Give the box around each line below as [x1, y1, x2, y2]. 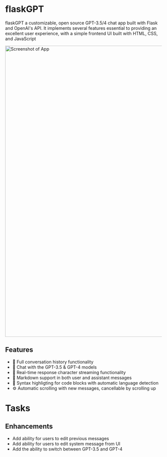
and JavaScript [5, 36, 36, 42]
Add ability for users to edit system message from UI [12, 441, 121, 447]
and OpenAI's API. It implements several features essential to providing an [5, 25, 157, 31]
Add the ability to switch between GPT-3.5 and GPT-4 [12, 446, 123, 452]
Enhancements [5, 422, 53, 431]
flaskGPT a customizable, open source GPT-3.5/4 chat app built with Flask [5, 20, 158, 26]
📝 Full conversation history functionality [12, 359, 93, 365]
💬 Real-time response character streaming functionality [12, 369, 126, 375]
